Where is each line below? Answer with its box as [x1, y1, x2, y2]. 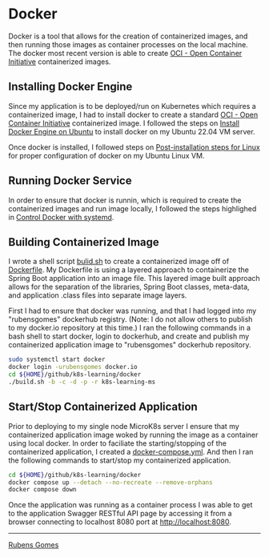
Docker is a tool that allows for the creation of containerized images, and [8, 31, 248, 41]
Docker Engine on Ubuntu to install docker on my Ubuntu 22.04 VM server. [8, 126, 255, 136]
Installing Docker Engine [8, 80, 133, 94]
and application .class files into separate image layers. [8, 291, 187, 300]
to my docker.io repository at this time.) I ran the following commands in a [8, 323, 251, 333]
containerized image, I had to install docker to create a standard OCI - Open [8, 110, 259, 119]
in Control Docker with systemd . [8, 212, 114, 222]
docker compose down [8, 486, 78, 494]
